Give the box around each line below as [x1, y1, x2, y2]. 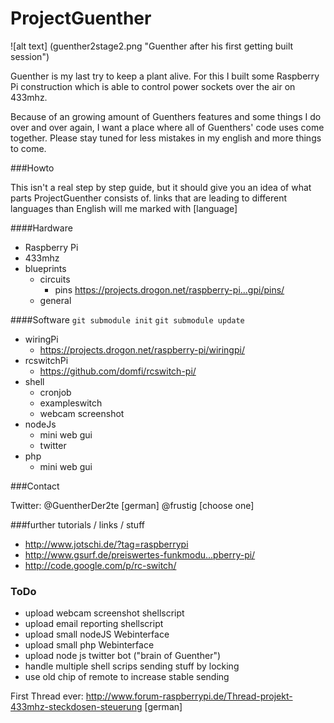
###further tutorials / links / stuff [10, 518, 145, 531]
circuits [39, 273, 71, 285]
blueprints [24, 262, 67, 274]
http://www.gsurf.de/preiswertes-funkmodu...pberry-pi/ [24, 548, 256, 561]
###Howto [10, 162, 55, 174]
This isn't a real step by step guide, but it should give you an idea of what [10, 181, 312, 193]
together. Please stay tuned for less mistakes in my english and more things [10, 132, 322, 144]
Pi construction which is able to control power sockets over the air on [10, 80, 296, 92]
